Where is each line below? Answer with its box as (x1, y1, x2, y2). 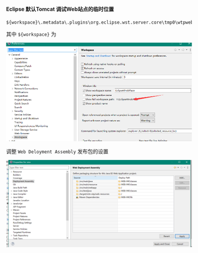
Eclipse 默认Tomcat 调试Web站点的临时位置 (6, 5, 114, 12)
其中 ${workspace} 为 (6, 31, 57, 38)
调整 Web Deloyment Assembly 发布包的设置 (6, 148, 109, 155)
